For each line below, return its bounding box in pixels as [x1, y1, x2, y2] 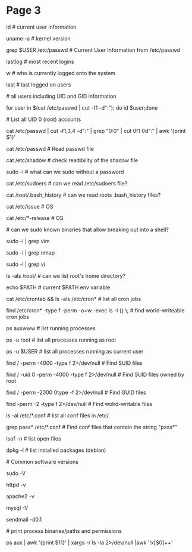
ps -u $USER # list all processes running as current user [6, 348, 144, 355]
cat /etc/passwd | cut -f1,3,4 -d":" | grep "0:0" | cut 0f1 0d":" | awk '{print [6, 127, 186, 134]
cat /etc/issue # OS [6, 203, 53, 210]
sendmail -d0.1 [6, 516, 42, 523]
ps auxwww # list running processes [6, 324, 96, 331]
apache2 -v [6, 492, 34, 500]
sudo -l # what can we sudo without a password [6, 168, 124, 175]
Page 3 [6, 4, 42, 17]
